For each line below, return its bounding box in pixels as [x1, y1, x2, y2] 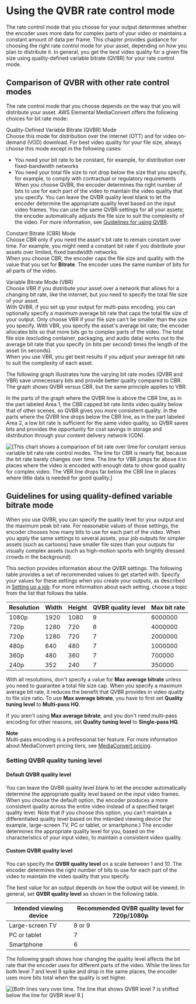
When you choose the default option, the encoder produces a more [6, 796, 168, 803]
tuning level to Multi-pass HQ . [6, 701, 80, 708]
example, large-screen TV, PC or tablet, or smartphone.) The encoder [6, 821, 173, 828]
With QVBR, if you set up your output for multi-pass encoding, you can [6, 303, 176, 310]
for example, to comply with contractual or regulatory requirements [14, 174, 176, 182]
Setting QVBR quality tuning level [6, 756, 102, 765]
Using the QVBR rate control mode [6, 4, 175, 18]
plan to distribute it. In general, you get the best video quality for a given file [6, 48, 188, 55]
